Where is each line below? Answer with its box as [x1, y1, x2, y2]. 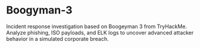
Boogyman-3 [6, 4, 73, 17]
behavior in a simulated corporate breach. [6, 35, 109, 42]
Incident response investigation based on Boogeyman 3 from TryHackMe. [6, 23, 187, 30]
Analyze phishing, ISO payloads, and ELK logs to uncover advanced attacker [6, 29, 194, 36]
